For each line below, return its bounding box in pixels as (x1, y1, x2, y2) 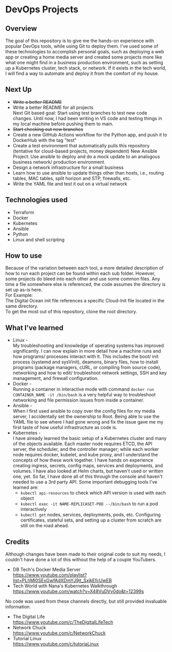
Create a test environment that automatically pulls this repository (12, 142, 150, 148)
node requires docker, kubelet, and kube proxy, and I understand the (12, 452, 158, 458)
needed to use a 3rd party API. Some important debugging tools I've (12, 479, 158, 485)
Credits (5, 538, 30, 546)
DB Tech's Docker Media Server (12, 566, 81, 573)
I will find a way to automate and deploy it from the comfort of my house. (5, 70, 159, 76)
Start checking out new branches (12, 126, 84, 132)
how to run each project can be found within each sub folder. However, (5, 271, 156, 277)
